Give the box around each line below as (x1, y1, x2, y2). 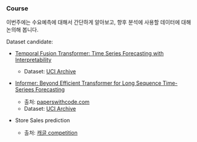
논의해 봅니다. (6, 26, 39, 34)
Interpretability (14, 56, 52, 64)
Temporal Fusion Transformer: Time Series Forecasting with (14, 50, 164, 57)
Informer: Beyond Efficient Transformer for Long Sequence (14, 79, 161, 87)
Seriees (14, 86, 34, 93)
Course (6, 4, 28, 13)
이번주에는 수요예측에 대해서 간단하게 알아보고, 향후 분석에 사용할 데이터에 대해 (6, 19, 192, 26)
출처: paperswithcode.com (23, 98, 90, 106)
